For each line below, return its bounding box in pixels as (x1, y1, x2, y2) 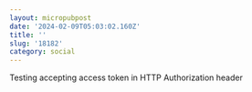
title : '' (9, 30, 47, 39)
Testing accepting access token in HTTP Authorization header (9, 72, 244, 83)
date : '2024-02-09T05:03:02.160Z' (9, 22, 142, 31)
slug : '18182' (9, 38, 64, 48)
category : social (9, 47, 76, 56)
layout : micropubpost (9, 13, 92, 23)
